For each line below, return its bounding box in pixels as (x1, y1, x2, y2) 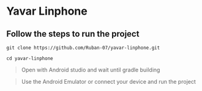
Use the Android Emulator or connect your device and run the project (21, 78, 196, 85)
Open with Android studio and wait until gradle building (21, 66, 160, 73)
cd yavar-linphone (6, 56, 53, 62)
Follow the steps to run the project (6, 29, 140, 39)
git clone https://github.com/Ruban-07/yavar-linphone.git (6, 45, 160, 51)
